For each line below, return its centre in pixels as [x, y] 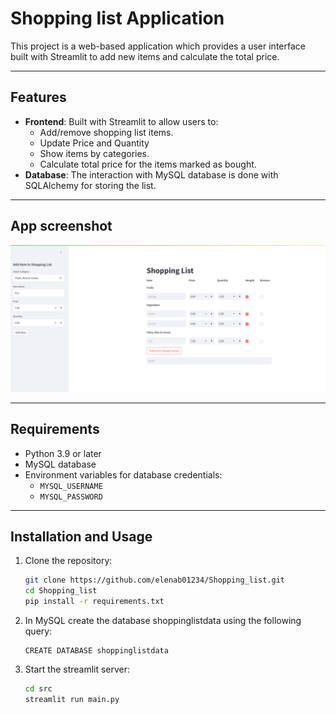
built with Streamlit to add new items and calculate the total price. [145, 56]
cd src [38, 689]
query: [38, 631]
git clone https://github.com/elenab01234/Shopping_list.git [155, 580]
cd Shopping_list [61, 591]
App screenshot [61, 226]
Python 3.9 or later [63, 453]
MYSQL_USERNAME [71, 486]
